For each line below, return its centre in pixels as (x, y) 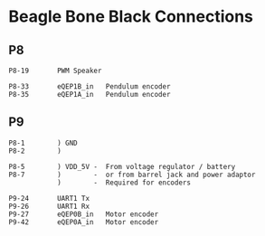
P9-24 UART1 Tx (49, 198)
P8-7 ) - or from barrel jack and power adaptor (132, 175)
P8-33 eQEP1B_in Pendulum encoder (90, 87)
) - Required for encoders (124, 183)
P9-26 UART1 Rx (49, 206)
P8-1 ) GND (43, 143)
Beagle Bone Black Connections (131, 17)
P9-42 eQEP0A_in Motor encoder (84, 222)
